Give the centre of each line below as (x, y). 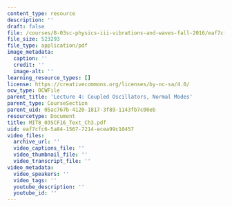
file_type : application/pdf (48, 46)
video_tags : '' (35, 180)
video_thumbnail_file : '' (51, 155)
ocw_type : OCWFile (33, 90)
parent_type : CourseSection (48, 103)
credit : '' (29, 65)
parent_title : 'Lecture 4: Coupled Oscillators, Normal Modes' (100, 97)
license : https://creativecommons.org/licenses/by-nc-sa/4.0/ (98, 84)
